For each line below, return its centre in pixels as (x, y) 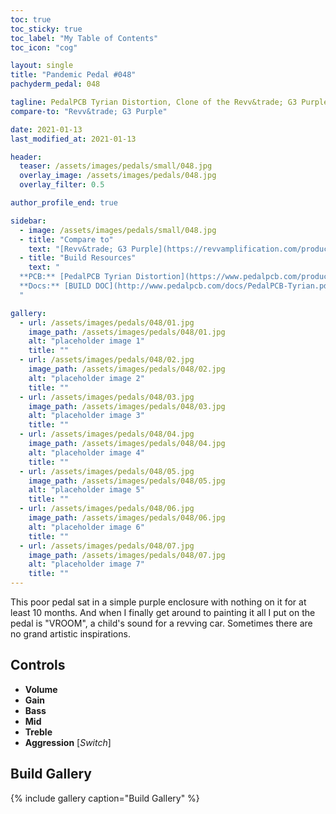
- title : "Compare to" (66, 239)
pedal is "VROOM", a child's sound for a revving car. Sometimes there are (161, 623)
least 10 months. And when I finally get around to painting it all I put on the (163, 612)
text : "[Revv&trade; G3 (78, 249)
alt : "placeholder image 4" (86, 452)
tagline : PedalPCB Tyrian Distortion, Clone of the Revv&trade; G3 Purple (169, 102)
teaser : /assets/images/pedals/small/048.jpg (116, 166)
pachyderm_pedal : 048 (55, 84)
